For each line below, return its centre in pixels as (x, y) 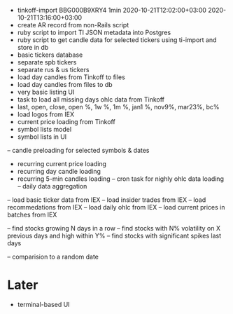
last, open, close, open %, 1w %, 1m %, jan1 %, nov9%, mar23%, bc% (118, 107)
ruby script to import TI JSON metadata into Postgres (94, 32)
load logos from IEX (46, 114)
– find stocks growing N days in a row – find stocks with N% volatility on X (114, 228)
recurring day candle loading (59, 171)
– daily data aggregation (52, 186)
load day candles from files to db (65, 84)
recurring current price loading (62, 164)
